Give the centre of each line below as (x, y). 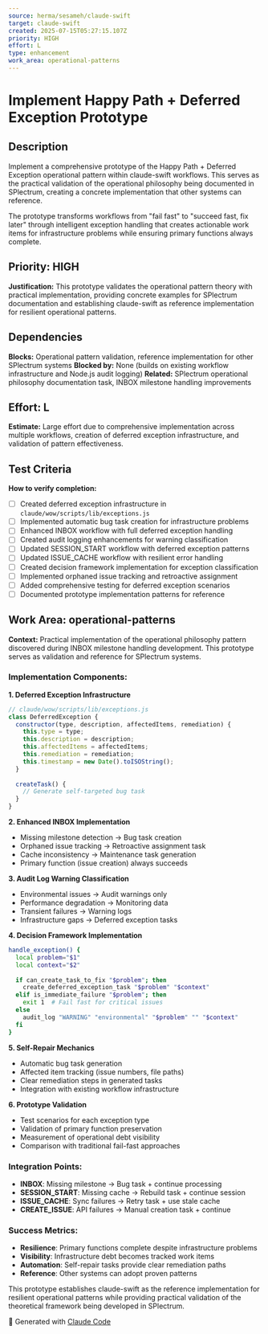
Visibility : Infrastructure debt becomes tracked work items (117, 1256)
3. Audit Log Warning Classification (69, 879)
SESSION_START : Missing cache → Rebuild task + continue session (133, 1192)
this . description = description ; (79, 739)
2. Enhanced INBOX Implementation (69, 822)
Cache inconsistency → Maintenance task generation (108, 855)
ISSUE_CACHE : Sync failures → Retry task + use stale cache (120, 1201)
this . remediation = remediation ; (79, 755)
